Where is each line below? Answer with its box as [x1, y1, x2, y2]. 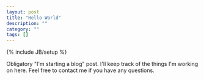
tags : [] [6, 32, 29, 38]
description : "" [6, 20, 48, 26]
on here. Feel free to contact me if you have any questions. [6, 67, 155, 74]
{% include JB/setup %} [6, 48, 67, 56]
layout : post [6, 9, 40, 15]
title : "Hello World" [6, 15, 62, 21]
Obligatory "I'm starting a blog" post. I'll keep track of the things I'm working [6, 60, 199, 68]
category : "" [6, 26, 40, 32]
